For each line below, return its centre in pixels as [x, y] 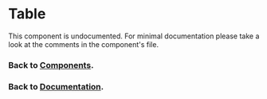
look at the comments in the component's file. [84, 44]
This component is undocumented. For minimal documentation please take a [134, 36]
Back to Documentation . [56, 86]
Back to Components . [51, 65]
